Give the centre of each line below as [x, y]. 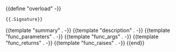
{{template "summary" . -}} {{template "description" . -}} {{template [88, 30]
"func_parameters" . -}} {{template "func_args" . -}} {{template [82, 37]
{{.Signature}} [24, 19]
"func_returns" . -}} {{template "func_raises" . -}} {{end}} [75, 43]
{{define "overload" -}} [33, 9]
